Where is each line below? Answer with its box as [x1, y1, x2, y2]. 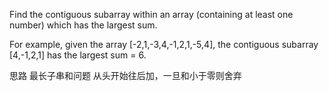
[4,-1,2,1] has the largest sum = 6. [9, 49, 147, 61]
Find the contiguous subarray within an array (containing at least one [9, 9, 294, 20]
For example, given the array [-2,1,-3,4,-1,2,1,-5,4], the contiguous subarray [9, 39, 319, 50]
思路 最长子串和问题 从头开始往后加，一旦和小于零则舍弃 [9, 70, 242, 81]
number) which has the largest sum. [9, 19, 158, 31]
